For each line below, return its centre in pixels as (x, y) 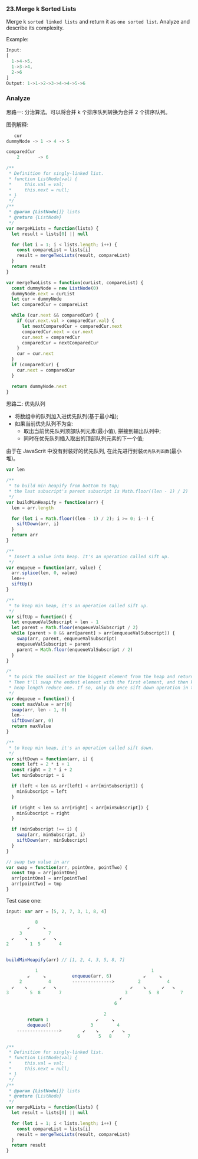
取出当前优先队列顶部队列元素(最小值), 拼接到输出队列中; (92, 431)
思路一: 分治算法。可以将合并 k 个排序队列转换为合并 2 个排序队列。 (88, 112)
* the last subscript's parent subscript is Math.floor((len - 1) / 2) (98, 491)
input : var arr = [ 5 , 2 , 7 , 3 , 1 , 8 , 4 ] (57, 911)
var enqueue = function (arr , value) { (54, 568)
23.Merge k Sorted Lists (41, 9)
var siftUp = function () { (39, 617)
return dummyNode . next (39, 386)
